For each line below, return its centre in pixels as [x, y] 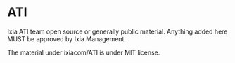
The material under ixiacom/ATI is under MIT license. [84, 52]
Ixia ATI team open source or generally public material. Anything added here [118, 31]
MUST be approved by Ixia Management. [67, 38]
